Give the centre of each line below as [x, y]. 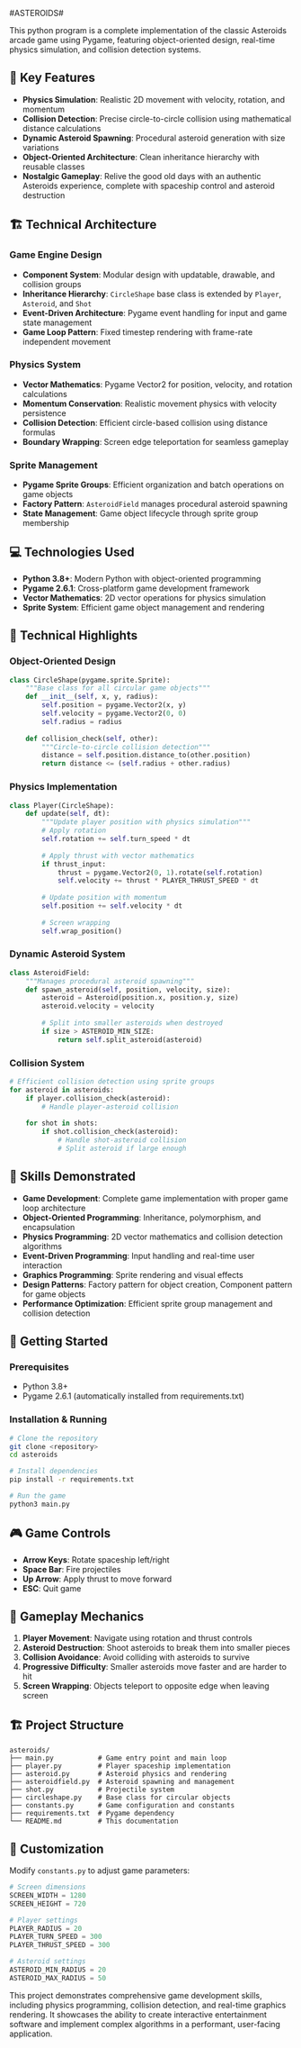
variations [41, 147]
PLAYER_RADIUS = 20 [46, 1928]
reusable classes [53, 167]
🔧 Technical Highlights [73, 635]
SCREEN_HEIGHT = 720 [48, 1904]
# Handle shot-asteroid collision [122, 1140]
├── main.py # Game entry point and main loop [118, 1758]
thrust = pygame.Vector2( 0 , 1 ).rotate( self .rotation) [160, 873]
